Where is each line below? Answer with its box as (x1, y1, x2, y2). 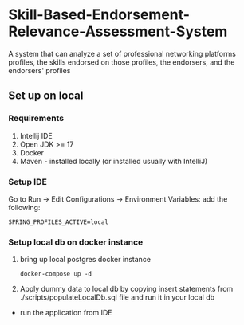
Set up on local (8, 89, 84, 103)
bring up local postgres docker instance (19, 255, 152, 264)
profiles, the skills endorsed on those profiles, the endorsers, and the (8, 57, 235, 67)
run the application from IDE (19, 308, 112, 318)
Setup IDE (8, 176, 48, 187)
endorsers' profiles (8, 65, 71, 75)
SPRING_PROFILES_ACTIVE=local (8, 217, 109, 226)
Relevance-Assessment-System (8, 22, 228, 41)
